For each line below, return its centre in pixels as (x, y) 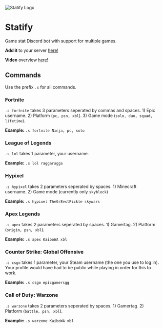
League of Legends (28, 143)
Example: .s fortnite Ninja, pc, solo (45, 130)
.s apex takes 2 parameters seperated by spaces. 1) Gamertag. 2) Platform (80, 224)
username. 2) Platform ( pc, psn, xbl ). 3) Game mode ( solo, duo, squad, (79, 116)
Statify (19, 27)
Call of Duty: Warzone (32, 295)
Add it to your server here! (32, 50)
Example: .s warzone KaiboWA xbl (40, 320)
